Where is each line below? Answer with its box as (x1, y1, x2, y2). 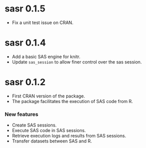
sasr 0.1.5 (5, 3, 46, 14)
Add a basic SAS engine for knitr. (12, 53, 81, 59)
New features (5, 110, 39, 117)
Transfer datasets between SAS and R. (12, 138, 92, 144)
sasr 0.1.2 (5, 76, 46, 88)
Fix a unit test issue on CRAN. (12, 19, 74, 25)
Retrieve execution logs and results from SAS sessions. (12, 133, 126, 139)
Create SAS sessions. (12, 122, 57, 128)
